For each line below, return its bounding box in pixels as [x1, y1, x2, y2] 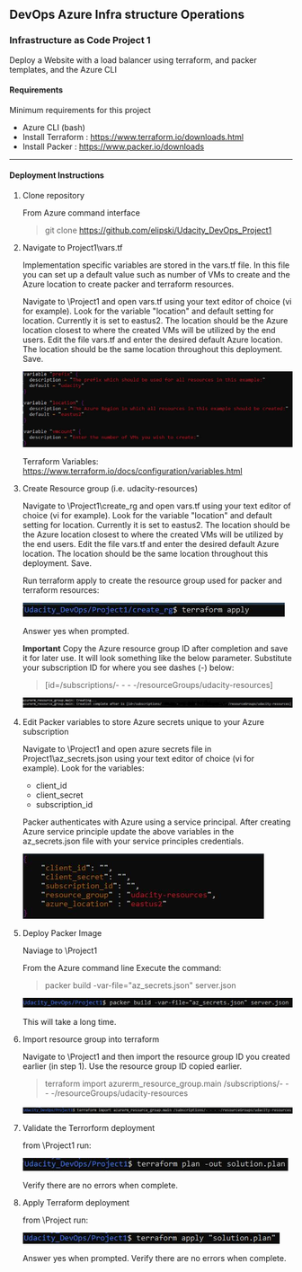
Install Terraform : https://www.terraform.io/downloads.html [22, 131, 244, 142]
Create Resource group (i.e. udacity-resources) [22, 483, 199, 494]
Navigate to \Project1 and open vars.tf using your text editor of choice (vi [22, 296, 292, 307]
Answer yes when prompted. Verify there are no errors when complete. [22, 1252, 287, 1263]
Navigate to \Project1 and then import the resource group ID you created [22, 1051, 290, 1062]
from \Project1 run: [22, 1140, 92, 1151]
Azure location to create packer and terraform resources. [22, 278, 235, 290]
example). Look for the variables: [22, 763, 145, 773]
